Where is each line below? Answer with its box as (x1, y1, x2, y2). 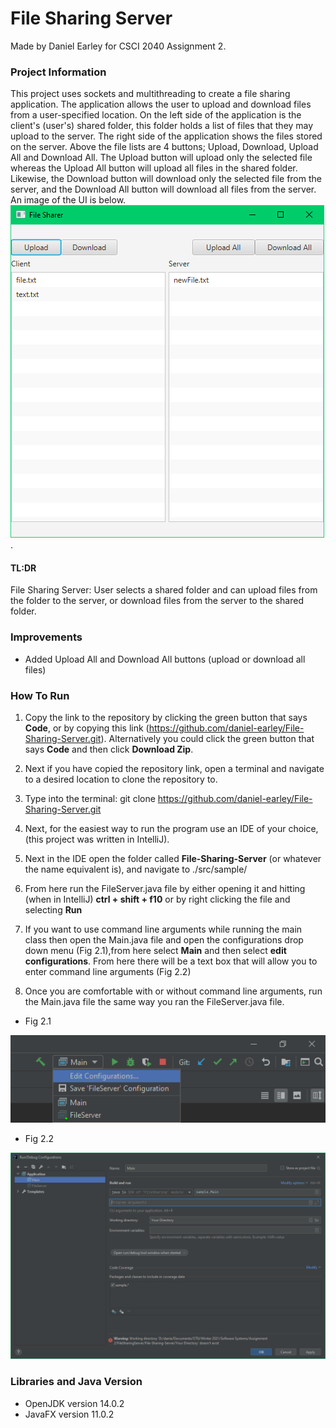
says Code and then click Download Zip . (24, 743, 194, 756)
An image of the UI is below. (10, 194, 127, 206)
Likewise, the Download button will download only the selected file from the (10, 173, 322, 185)
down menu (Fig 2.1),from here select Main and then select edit (24, 945, 287, 957)
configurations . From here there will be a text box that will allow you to (24, 955, 318, 967)
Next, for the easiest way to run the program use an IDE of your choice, (24, 823, 319, 835)
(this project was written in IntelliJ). (24, 833, 170, 846)
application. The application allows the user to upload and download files (10, 98, 312, 111)
